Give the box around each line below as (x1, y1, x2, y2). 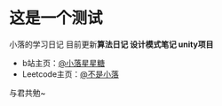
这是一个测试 (9, 8, 104, 28)
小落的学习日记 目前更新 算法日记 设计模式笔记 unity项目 (9, 39, 214, 49)
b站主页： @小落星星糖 (21, 57, 105, 68)
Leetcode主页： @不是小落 (21, 68, 120, 79)
